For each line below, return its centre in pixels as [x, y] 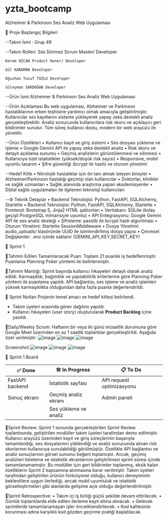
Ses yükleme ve [68, 409]
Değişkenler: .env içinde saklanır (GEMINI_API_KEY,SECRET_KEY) [72, 237]
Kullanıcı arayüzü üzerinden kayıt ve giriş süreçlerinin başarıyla [70, 438]
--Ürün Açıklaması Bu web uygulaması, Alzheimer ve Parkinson [70, 106]
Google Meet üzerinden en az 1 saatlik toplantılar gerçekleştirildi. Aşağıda [80, 332]
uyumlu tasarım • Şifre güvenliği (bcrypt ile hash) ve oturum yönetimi [76, 164]
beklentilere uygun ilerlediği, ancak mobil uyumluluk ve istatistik [71, 481]
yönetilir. [14, 133]
